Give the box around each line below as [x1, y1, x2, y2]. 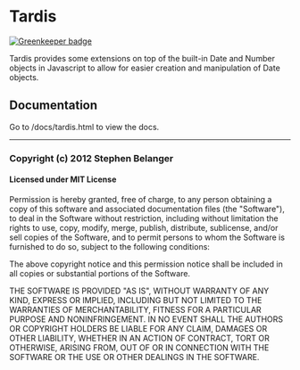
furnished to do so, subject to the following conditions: [9, 241, 210, 251]
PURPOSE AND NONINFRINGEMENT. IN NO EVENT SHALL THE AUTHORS [9, 314, 284, 325]
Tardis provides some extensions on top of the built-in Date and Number [9, 53, 275, 63]
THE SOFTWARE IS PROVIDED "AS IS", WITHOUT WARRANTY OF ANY [9, 285, 270, 296]
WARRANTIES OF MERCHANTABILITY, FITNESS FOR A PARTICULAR [9, 304, 262, 315]
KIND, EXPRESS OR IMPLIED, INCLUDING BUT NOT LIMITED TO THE [9, 294, 262, 305]
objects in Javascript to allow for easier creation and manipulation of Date [9, 62, 281, 73]
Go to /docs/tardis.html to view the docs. [9, 121, 160, 132]
